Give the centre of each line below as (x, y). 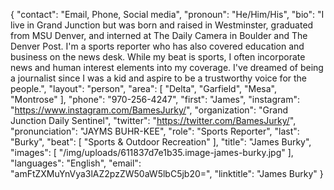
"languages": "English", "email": (76, 163)
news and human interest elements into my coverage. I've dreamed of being (167, 67)
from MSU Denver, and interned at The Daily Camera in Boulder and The (159, 35)
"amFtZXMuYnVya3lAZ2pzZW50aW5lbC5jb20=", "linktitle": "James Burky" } (167, 173)
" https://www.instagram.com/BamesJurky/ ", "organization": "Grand (149, 110)
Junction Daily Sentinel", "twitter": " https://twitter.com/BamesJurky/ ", (153, 120)
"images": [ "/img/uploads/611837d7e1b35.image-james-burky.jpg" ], (152, 152)
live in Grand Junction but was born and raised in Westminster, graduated (162, 25)
